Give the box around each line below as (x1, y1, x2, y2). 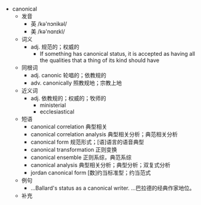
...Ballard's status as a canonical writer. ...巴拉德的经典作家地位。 (30, 184, 195, 191)
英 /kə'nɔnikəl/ (30, 20, 68, 27)
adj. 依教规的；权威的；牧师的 (30, 95, 106, 102)
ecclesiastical (39, 108, 75, 115)
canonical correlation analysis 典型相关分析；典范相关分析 (30, 131, 178, 137)
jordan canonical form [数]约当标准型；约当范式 (30, 169, 151, 176)
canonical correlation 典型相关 (30, 123, 108, 130)
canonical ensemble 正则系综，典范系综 (30, 153, 132, 161)
